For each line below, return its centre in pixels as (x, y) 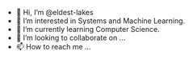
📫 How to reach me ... (53, 47)
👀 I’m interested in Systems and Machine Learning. (101, 21)
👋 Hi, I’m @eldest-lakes (55, 12)
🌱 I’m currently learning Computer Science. (88, 29)
